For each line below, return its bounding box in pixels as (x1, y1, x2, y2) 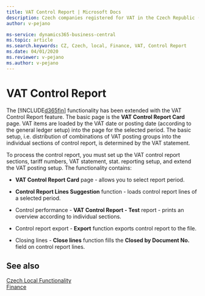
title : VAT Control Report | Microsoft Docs (6, 9, 121, 15)
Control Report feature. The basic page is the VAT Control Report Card (6, 113, 185, 120)
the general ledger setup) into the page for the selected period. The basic (6, 126, 191, 134)
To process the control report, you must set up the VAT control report (6, 151, 181, 158)
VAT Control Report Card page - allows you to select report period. (15, 176, 185, 183)
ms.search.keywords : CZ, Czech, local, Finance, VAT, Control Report (6, 43, 187, 49)
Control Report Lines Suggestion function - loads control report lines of (15, 188, 197, 195)
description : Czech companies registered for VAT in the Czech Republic (6, 15, 195, 21)
